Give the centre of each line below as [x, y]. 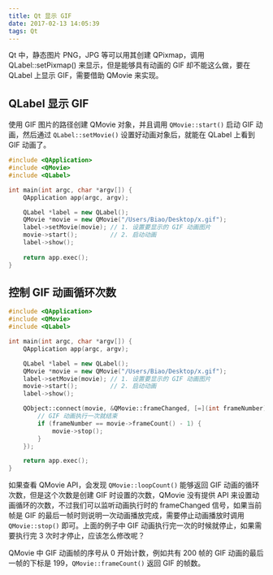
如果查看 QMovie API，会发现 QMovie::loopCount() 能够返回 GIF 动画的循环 [134, 485]
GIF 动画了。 [30, 145]
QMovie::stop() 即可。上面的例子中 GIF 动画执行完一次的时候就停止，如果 [132, 525]
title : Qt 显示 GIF [40, 16]
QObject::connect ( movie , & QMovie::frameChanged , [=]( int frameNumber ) [145, 409]
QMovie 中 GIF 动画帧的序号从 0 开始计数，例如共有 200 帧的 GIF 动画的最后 [136, 553]
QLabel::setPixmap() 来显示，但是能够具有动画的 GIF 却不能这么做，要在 [129, 65]
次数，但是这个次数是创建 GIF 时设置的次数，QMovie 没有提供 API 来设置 [130, 495]
